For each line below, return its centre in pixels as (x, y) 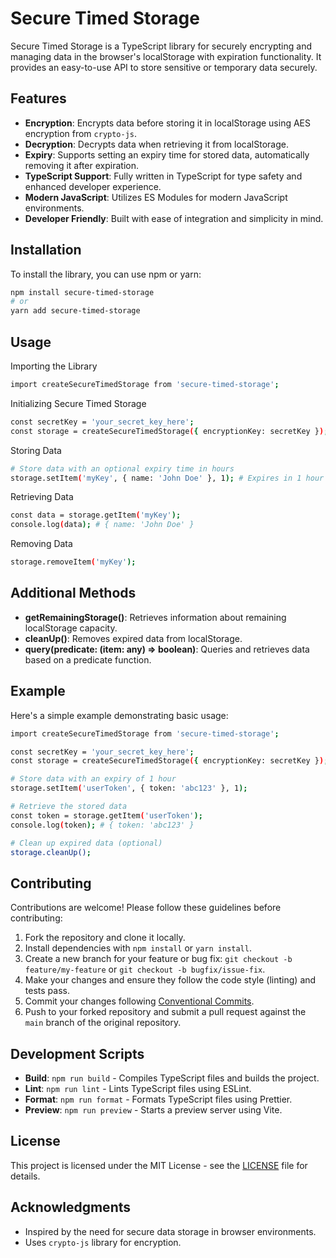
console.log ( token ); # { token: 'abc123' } (102, 825)
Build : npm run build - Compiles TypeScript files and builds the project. (172, 1078)
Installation (46, 250)
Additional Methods (73, 593)
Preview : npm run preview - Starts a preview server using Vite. (153, 1110)
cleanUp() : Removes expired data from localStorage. (133, 638)
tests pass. (47, 991)
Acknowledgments (71, 1207)
